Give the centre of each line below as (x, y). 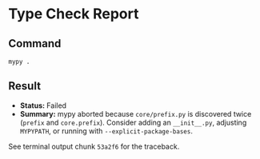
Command (35, 44)
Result (25, 86)
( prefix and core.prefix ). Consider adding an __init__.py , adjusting (133, 122)
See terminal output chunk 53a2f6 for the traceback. (94, 146)
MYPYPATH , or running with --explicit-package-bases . (106, 131)
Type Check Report (74, 14)
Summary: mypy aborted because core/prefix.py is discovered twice (136, 113)
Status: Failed (43, 105)
